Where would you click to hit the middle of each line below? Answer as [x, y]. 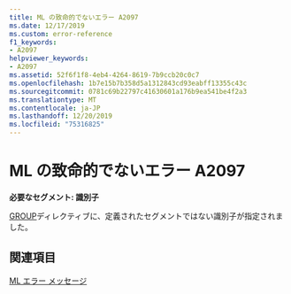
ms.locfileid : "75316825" [57, 125]
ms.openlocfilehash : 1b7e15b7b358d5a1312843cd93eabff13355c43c [128, 83]
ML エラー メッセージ [48, 281]
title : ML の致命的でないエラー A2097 [74, 17]
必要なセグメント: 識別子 [54, 197]
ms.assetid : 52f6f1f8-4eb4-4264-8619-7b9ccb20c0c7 [104, 75]
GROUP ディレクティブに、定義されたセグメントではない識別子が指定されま [146, 216]
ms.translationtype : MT [53, 100]
